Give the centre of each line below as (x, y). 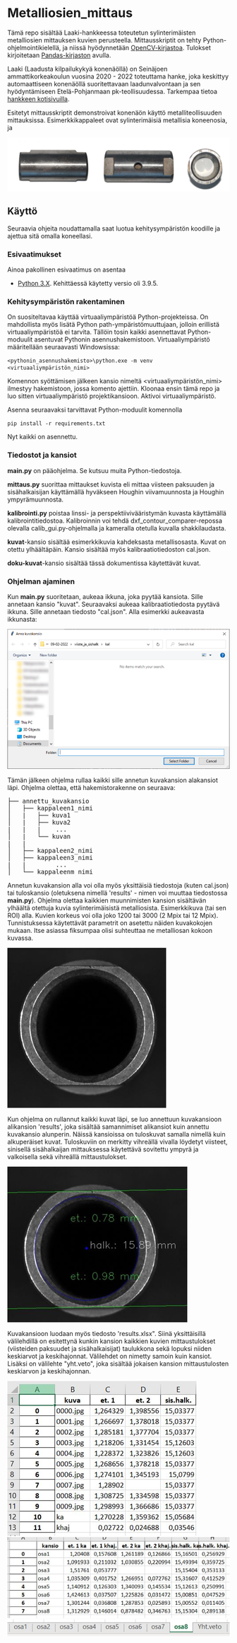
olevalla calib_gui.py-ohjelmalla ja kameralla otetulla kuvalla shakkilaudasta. (117, 528)
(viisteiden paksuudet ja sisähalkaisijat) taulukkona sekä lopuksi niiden (109, 1349)
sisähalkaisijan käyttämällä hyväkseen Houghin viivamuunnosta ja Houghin (116, 492)
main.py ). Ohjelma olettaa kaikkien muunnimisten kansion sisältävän (107, 900)
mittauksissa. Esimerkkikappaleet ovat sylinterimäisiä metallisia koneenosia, (117, 120)
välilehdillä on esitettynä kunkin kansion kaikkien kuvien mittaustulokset (111, 1341)
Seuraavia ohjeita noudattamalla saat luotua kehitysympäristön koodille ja (114, 228)
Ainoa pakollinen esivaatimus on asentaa (66, 269)
